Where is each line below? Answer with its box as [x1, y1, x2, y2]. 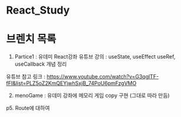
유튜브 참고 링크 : [6, 73, 46, 80]
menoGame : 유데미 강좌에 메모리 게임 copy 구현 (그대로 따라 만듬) [14, 92, 170, 99]
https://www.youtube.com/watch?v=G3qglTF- [46, 73, 159, 80]
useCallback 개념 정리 [14, 60, 67, 68]
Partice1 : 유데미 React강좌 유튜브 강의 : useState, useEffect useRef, [14, 53, 176, 60]
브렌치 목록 [6, 32, 57, 46]
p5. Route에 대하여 [6, 105, 50, 112]
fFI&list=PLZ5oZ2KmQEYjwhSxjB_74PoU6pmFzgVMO [6, 80, 137, 87]
